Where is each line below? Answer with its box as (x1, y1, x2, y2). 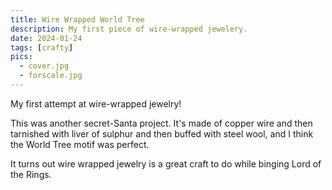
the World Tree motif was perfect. (10, 138, 150, 150)
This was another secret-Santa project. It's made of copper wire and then (10, 117, 313, 129)
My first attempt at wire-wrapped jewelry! (10, 97, 182, 110)
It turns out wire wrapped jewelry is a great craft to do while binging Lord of (10, 157, 322, 170)
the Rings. (10, 168, 52, 180)
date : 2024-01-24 (10, 33, 83, 43)
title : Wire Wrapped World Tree (10, 14, 145, 25)
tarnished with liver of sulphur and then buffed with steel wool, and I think (10, 127, 314, 140)
